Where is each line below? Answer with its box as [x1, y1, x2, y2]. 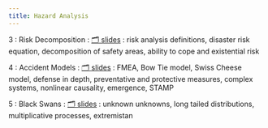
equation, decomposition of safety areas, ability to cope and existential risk [8, 46, 260, 56]
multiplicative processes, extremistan [8, 110, 133, 120]
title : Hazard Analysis [8, 11, 89, 20]
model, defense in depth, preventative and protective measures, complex [8, 74, 253, 83]
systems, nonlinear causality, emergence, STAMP [8, 83, 175, 92]
